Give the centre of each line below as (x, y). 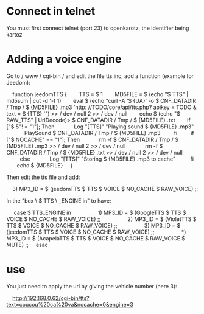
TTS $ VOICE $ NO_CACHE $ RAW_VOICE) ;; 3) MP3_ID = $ (93, 225)
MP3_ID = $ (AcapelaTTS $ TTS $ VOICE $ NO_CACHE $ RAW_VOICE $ (96, 238)
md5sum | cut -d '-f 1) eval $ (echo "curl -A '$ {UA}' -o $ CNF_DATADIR (101, 100)
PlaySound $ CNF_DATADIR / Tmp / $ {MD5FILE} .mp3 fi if (109, 133)
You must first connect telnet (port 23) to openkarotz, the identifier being (98, 28)
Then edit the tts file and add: (43, 177)
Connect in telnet (51, 11)
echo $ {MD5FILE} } (45, 165)
